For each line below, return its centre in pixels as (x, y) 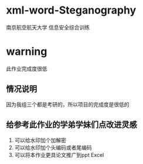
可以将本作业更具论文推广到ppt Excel (59, 155)
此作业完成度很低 (27, 68)
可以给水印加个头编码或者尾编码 (53, 147)
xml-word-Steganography (71, 10)
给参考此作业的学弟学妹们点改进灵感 (71, 125)
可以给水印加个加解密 (40, 140)
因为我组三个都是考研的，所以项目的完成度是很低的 (68, 104)
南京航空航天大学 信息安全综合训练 (48, 27)
